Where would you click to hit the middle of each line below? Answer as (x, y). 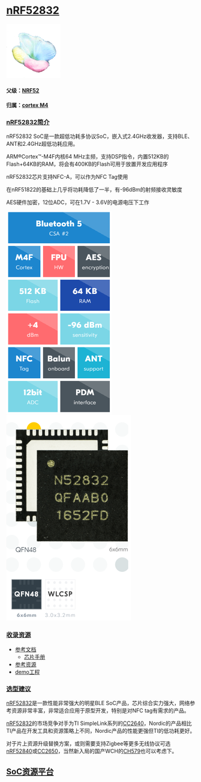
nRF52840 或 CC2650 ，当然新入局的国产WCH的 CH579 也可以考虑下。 (92, 751)
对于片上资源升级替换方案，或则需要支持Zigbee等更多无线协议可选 (88, 744)
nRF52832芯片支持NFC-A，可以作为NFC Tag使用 (67, 177)
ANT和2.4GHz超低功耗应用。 (42, 144)
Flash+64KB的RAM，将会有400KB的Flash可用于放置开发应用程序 (87, 164)
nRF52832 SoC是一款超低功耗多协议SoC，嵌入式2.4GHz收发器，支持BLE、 (100, 136)
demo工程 (27, 672)
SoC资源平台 (30, 772)
